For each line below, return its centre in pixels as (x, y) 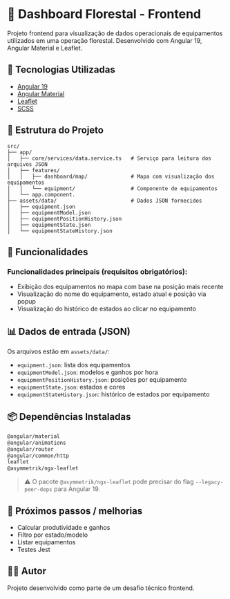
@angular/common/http (38, 456)
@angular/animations (37, 443)
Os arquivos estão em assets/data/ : (59, 351)
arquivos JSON (28, 164)
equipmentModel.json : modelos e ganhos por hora (88, 372)
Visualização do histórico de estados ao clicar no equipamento (107, 309)
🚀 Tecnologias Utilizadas (61, 70)
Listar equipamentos (46, 542)
